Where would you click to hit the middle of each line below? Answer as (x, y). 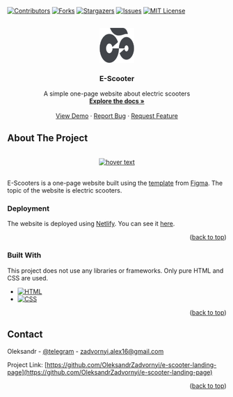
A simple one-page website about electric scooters (117, 93)
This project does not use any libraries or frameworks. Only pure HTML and (115, 270)
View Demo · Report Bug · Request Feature (117, 116)
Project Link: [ (27, 365)
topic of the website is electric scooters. (65, 190)
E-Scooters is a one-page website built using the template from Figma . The (115, 183)
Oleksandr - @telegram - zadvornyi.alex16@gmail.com (86, 351)
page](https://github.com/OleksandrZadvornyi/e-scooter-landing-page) (110, 372)
